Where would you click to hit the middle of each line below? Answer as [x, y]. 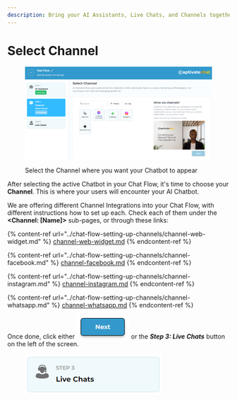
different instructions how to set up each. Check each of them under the [112, 213]
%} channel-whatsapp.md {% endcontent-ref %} [122, 305]
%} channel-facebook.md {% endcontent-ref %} [121, 263]
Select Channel [53, 51]
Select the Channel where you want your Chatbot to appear [111, 170]
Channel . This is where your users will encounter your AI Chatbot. [103, 192]
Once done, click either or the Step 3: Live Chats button [116, 336]
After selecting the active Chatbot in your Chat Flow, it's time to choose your [118, 184]
